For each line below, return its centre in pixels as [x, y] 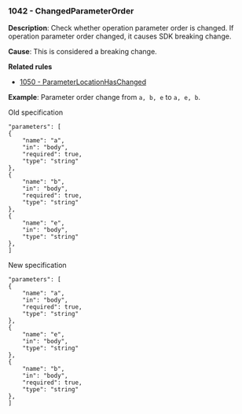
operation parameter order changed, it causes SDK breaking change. [120, 36]
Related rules [30, 67]
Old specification [36, 112]
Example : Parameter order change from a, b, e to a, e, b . [104, 97]
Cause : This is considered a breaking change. [82, 52]
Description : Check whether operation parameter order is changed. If [121, 28]
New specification [37, 266]
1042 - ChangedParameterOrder [71, 11]
